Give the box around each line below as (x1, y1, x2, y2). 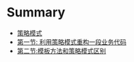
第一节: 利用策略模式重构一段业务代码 (16, 37, 127, 46)
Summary (6, 4, 65, 21)
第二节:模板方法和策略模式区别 (16, 46, 106, 55)
